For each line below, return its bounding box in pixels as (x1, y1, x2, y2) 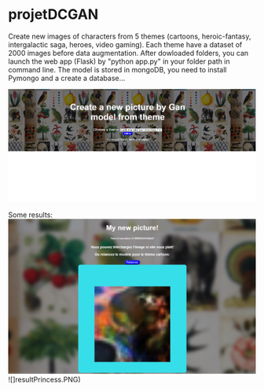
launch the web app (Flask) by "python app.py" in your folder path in (8, 57, 230, 66)
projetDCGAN (8, 6, 99, 24)
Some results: (8, 210, 53, 219)
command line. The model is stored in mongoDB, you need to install (8, 65, 227, 74)
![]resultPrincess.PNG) (8, 375, 81, 384)
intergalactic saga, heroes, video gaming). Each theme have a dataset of (8, 39, 243, 49)
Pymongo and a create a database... (8, 73, 126, 83)
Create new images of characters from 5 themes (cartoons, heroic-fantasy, (8, 31, 251, 41)
